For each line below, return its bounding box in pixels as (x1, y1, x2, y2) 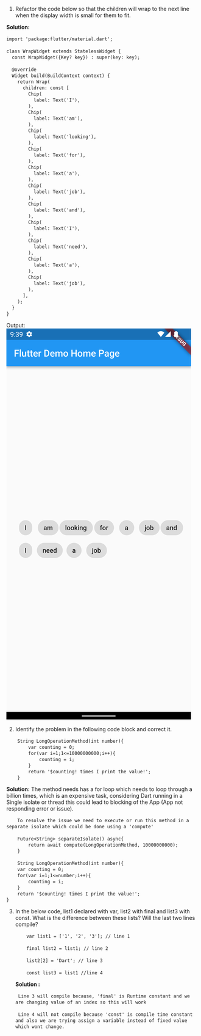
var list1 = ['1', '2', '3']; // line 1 (26, 933, 130, 939)
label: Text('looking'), (33, 134, 97, 140)
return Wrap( (17, 79, 51, 85)
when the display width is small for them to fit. (15, 12, 131, 19)
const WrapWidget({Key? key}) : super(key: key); (12, 54, 140, 60)
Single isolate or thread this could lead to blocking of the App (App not (6, 798, 183, 806)
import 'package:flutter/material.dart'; (6, 36, 113, 42)
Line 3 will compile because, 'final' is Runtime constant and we (18, 993, 190, 999)
